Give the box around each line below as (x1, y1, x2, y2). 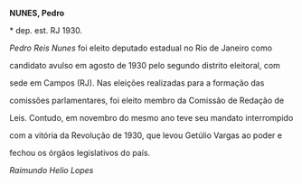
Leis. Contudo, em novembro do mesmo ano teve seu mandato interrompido (9, 113, 294, 123)
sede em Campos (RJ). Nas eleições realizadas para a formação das (9, 78, 265, 88)
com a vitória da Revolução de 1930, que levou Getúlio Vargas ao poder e (9, 130, 283, 141)
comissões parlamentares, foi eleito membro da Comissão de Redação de (9, 95, 285, 106)
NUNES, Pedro (9, 8, 65, 18)
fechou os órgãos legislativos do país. (9, 148, 151, 158)
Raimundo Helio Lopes (9, 165, 94, 175)
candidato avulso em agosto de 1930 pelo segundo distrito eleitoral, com (9, 60, 280, 70)
